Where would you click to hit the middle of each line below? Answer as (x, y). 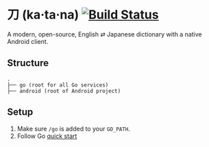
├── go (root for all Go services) (58, 85)
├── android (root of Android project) (64, 91)
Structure (28, 63)
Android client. (28, 41)
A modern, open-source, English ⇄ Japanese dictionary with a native (104, 34)
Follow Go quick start (47, 136)
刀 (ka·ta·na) (43, 15)
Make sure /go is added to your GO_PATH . (73, 128)
